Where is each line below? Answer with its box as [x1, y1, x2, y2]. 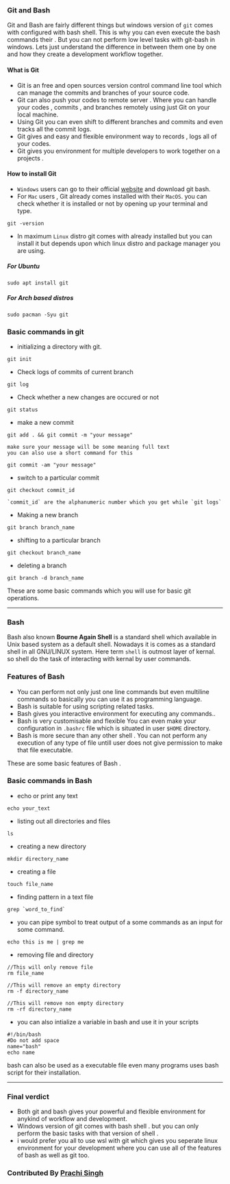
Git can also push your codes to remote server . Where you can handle [16, 95, 217, 104]
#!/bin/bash [7, 1031, 41, 1038]
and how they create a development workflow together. [7, 50, 164, 58]
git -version [7, 220, 44, 227]
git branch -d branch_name [7, 574, 84, 581]
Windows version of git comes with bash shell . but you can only [16, 1122, 199, 1131]
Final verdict [7, 1091, 49, 1101]
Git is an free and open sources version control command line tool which [16, 81, 222, 89]
